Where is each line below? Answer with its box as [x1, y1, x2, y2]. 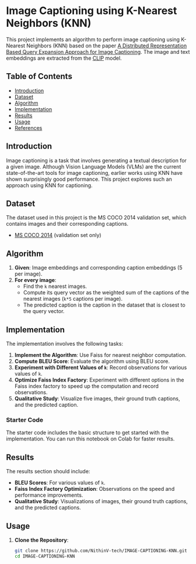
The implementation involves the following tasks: [6, 341, 124, 347]
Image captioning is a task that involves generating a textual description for [6, 157, 187, 164]
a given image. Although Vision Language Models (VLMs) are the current [6, 163, 181, 170]
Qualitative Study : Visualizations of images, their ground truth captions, [14, 498, 188, 505]
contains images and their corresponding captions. [6, 221, 129, 228]
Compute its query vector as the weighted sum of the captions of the [23, 289, 190, 296]
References [14, 124, 43, 131]
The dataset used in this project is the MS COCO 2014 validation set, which [6, 214, 187, 221]
